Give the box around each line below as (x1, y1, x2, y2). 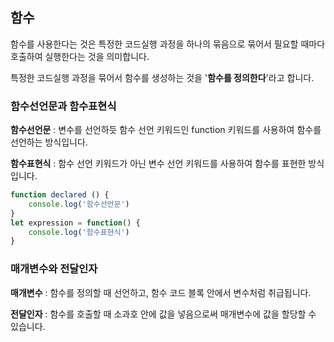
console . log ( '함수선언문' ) (28, 199, 130, 209)
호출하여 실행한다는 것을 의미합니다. (10, 50, 150, 62)
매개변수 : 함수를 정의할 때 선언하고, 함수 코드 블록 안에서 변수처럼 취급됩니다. (10, 286, 312, 298)
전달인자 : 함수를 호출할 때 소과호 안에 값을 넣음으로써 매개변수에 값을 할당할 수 (10, 308, 317, 320)
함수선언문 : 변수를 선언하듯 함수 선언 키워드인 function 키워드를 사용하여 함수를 (10, 124, 322, 136)
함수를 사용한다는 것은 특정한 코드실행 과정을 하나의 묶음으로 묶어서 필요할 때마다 (10, 38, 326, 50)
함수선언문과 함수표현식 (10, 99, 117, 113)
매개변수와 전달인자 (10, 262, 98, 276)
